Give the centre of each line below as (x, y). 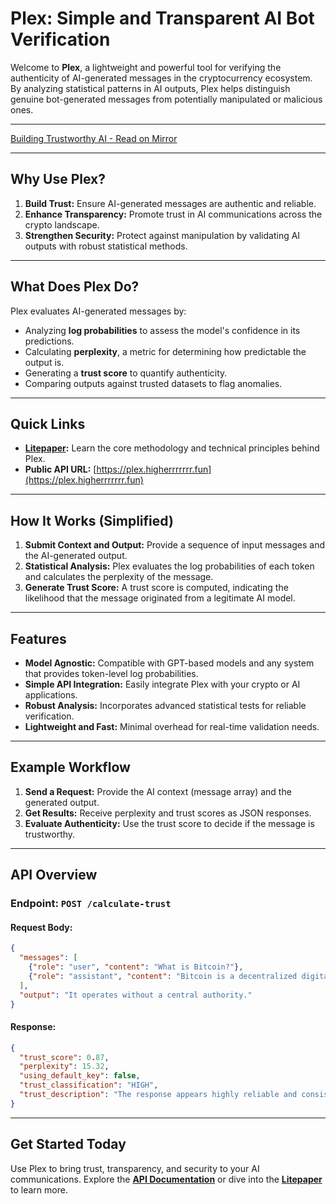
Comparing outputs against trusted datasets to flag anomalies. (153, 383)
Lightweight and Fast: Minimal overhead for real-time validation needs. (172, 726)
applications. (51, 695)
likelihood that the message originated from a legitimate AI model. (160, 598)
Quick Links (48, 423)
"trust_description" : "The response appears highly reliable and (158, 1095)
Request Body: (41, 927)
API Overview (54, 875)
